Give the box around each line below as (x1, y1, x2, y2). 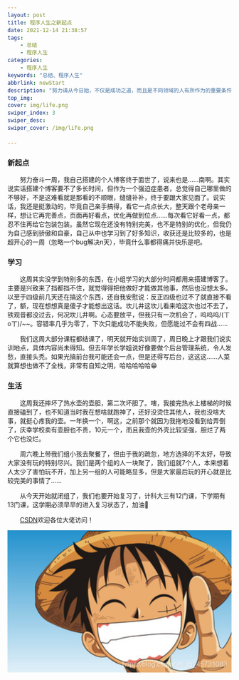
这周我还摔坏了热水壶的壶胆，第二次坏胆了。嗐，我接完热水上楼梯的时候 (20, 398, 232, 407)
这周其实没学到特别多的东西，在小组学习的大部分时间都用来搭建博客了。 (20, 275, 232, 283)
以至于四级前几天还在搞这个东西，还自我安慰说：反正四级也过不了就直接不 (7, 293, 225, 301)
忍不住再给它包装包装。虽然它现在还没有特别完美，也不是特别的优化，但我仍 (7, 220, 232, 228)
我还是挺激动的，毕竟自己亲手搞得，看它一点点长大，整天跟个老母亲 (19, 202, 219, 210)
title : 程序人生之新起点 (7, 19, 73, 26)
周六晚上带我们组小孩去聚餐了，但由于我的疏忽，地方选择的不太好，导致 (20, 450, 232, 458)
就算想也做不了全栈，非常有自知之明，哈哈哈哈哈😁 (7, 361, 158, 370)
